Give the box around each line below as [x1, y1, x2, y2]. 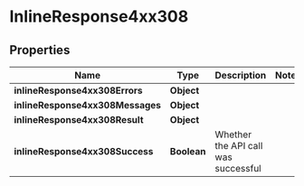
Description [214, 70, 267, 81]
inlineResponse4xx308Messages [14, 99, 161, 111]
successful [214, 163, 261, 174]
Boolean [169, 145, 206, 157]
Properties [9, 42, 71, 58]
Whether [214, 128, 252, 141]
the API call [214, 140, 263, 152]
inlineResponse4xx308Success [14, 145, 154, 157]
